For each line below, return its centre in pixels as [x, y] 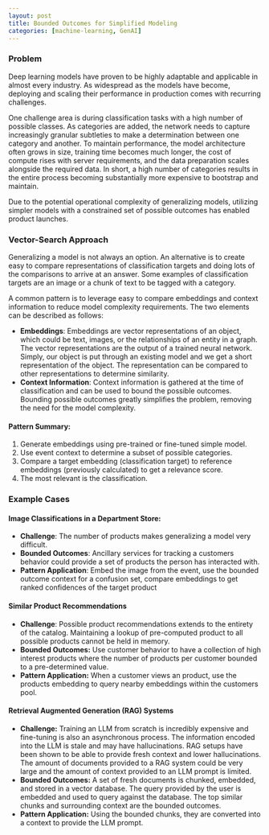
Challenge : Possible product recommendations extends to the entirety [137, 623]
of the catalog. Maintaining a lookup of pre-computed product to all [131, 632]
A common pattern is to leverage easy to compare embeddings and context [133, 298]
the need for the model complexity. [78, 408]
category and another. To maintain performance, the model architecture [127, 143]
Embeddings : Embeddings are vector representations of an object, [130, 331]
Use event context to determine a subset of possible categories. [126, 453]
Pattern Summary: [39, 426]
